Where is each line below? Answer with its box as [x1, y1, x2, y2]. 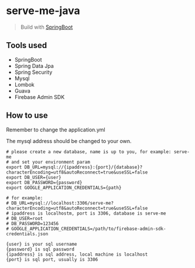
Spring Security [14, 69, 53, 76]
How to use [6, 110, 48, 121]
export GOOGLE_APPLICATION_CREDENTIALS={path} [6, 185, 122, 191]
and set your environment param [11, 159, 91, 165]
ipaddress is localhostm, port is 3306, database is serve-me [11, 210, 166, 216]
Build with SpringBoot [20, 23, 73, 30]
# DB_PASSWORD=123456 [6, 220, 59, 226]
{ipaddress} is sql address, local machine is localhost [6, 251, 148, 257]
